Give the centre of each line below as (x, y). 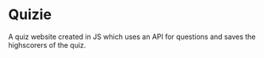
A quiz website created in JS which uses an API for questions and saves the (132, 37)
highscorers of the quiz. (47, 44)
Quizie (30, 15)
